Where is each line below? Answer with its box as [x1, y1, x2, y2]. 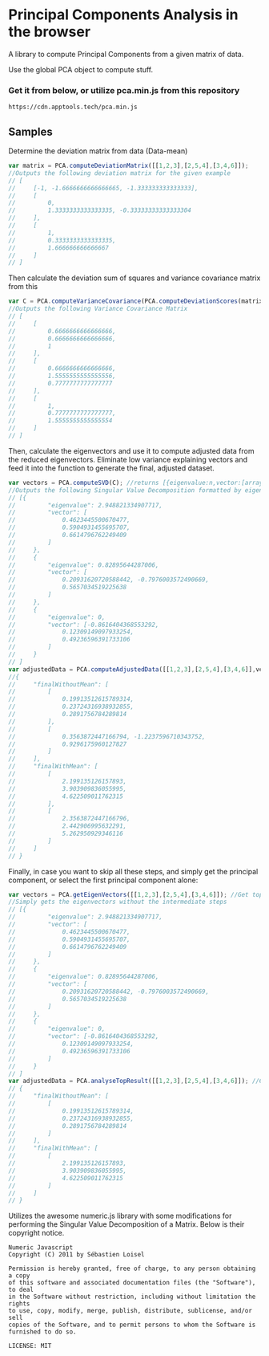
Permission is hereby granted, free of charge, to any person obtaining [8, 1264, 256, 1273]
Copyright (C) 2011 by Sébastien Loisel [8, 1251, 146, 1259]
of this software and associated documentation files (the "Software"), [8, 1279, 256, 1287]
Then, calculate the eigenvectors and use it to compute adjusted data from [8, 446, 255, 455]
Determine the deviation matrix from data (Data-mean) [8, 146, 188, 156]
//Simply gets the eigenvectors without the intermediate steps [8, 898, 227, 906]
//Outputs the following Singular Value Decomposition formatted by [8, 486, 242, 495]
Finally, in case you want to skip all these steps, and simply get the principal [8, 866, 259, 876]
